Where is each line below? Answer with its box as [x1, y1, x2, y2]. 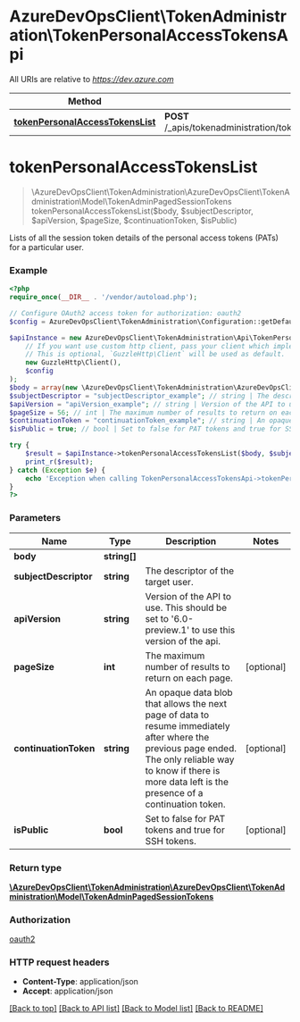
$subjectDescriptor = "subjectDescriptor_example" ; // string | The [9, 391, 270, 400]
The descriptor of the [145, 565, 235, 577]
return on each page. [145, 672, 234, 684]
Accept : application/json [21, 985, 113, 997]
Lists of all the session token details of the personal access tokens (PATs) [9, 232, 279, 243]
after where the [145, 731, 210, 743]
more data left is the [145, 775, 229, 788]
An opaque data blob [145, 686, 234, 699]
